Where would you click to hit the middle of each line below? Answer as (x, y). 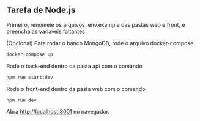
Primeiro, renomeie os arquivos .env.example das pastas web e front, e (96, 24)
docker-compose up (30, 54)
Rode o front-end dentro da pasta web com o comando (76, 89)
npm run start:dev (30, 77)
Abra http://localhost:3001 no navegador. (58, 112)
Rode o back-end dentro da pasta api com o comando (74, 66)
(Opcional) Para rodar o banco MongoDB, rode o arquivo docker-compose (100, 43)
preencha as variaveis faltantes (46, 31)
